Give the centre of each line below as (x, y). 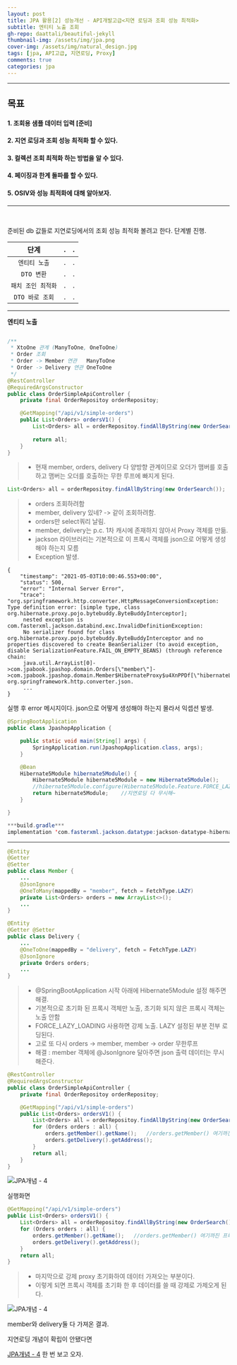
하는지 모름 (63, 548)
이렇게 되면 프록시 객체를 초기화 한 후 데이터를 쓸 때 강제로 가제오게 (127, 1285)
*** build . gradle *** (36, 826)
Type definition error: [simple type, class (74, 607)
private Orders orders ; (55, 963)
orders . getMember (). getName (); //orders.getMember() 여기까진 (126, 1235)
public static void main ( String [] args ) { (83, 741)
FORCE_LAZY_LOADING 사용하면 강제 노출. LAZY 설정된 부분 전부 (128, 1026)
